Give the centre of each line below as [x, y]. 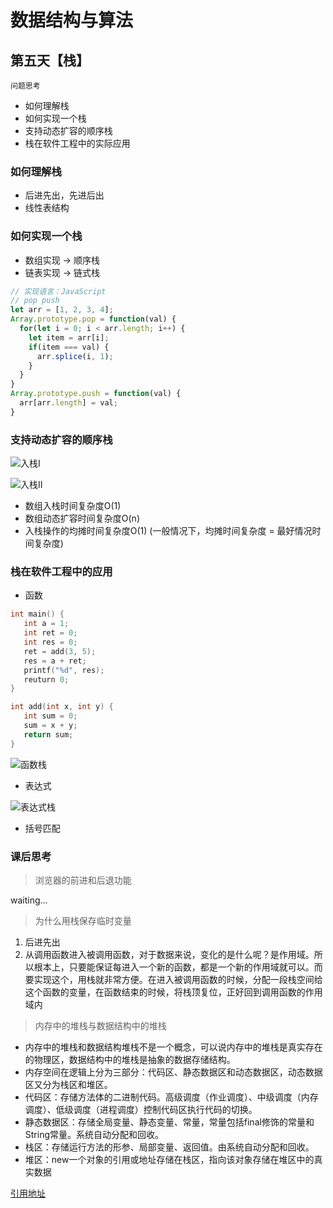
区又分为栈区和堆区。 [68, 1084]
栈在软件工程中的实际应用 [77, 143]
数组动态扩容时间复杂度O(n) [82, 518]
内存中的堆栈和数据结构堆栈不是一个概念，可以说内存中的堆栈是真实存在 [173, 1047]
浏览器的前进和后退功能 [83, 880]
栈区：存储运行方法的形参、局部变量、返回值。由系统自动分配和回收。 [169, 1147]
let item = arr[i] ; [69, 337]
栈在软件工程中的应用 [61, 572]
